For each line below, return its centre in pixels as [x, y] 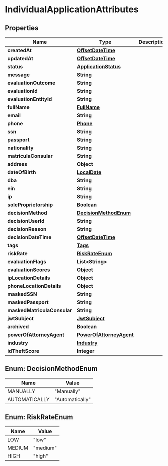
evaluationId [23, 91]
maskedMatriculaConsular [40, 310]
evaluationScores [29, 270]
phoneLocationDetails [34, 286]
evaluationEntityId [30, 99]
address [18, 164]
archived [18, 327]
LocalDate [89, 172]
